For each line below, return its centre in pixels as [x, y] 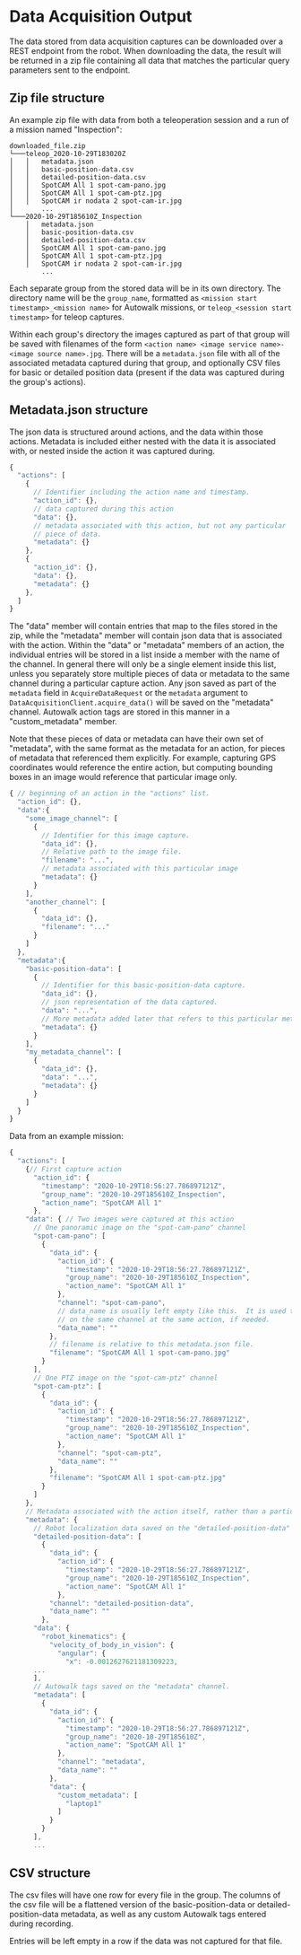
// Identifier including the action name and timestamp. [142, 492]
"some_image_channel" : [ [72, 819]
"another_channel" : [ [65, 902]
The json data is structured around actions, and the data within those [137, 432]
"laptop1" [84, 1803]
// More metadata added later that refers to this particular [160, 1019]
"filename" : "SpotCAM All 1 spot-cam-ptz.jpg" [138, 1478]
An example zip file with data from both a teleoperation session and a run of [149, 119]
